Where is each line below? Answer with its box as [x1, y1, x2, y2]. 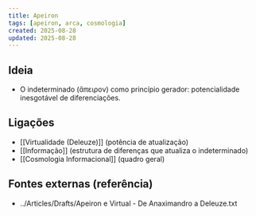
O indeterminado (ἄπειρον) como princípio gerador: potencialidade [19, 84, 240, 94]
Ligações [8, 116, 55, 130]
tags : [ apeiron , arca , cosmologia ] [8, 19, 126, 27]
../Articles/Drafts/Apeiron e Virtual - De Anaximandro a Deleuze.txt [19, 198, 238, 208]
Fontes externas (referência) [8, 177, 153, 191]
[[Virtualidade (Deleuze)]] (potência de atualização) [19, 137, 189, 147]
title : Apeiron [8, 11, 59, 20]
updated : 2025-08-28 [8, 33, 77, 42]
